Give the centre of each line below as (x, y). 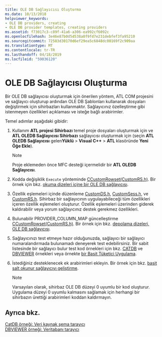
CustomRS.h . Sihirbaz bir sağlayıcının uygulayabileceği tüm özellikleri (81, 199)
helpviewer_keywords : (27, 18)
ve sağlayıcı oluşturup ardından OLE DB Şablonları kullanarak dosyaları (75, 102)
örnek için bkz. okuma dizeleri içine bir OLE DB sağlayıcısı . (70, 184)
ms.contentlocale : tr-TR (30, 50)
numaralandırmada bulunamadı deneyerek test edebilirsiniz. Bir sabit (80, 244)
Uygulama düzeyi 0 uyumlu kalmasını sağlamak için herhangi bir (76, 292)
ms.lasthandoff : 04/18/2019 (33, 54)
